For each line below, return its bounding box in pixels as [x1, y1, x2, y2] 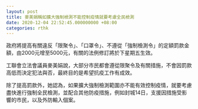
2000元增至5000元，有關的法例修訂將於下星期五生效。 [21, 49, 156, 57]
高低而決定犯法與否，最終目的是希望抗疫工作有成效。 [6, 69, 136, 77]
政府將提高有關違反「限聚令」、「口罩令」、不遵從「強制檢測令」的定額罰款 [6, 42, 184, 49]
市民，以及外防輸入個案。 [16, 97, 78, 104]
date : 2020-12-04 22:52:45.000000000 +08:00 [6, 19, 117, 25]
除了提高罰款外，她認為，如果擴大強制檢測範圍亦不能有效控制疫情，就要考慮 [6, 82, 192, 89]
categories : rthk [6, 25, 49, 31]
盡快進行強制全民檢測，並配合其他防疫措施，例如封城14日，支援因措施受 [6, 89, 182, 96]
